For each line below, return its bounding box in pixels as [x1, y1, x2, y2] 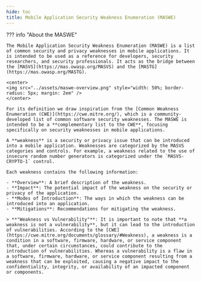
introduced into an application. [6, 200, 90, 206]
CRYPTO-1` [6, 158, 31, 164]
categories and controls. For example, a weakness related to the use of [6, 148, 196, 154]
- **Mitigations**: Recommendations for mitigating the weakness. [6, 206, 176, 212]
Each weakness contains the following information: [6, 169, 138, 175]
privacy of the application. [6, 190, 79, 196]
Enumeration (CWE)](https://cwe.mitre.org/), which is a [6, 111, 152, 117]
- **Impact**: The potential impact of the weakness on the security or [6, 185, 193, 191]
